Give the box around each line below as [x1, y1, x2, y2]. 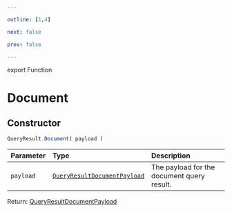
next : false [7, 28, 41, 35]
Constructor [7, 117, 61, 129]
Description [151, 151, 191, 160]
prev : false [7, 41, 41, 48]
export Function [7, 66, 52, 74]
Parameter [10, 151, 46, 160]
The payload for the [151, 162, 215, 172]
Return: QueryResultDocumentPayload [7, 198, 117, 206]
